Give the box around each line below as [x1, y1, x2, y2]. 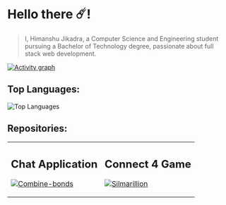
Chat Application [11, 157, 98, 171]
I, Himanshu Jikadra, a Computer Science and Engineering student [24, 34, 219, 43]
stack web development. [24, 49, 97, 58]
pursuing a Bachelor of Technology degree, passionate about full [24, 42, 214, 50]
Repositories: [7, 123, 68, 135]
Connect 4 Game [105, 157, 192, 171]
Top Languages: [7, 83, 80, 96]
